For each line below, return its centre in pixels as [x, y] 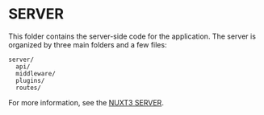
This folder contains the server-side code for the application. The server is [132, 36]
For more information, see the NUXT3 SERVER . [86, 102]
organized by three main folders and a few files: [88, 44]
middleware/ [36, 73]
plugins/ [30, 80]
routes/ [29, 88]
